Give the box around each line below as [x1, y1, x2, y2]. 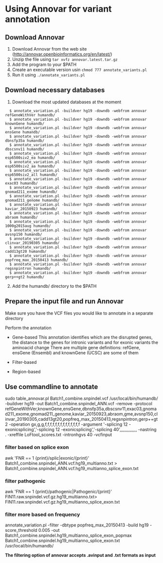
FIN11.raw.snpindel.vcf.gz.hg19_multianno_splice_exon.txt [5, 499, 120, 505]
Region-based [12, 369, 41, 375]
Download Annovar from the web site [12, 46, 87, 52]
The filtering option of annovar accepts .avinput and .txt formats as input [5, 552, 156, 558]
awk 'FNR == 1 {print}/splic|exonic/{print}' [5, 455, 90, 461]
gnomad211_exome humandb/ [5, 189, 57, 194]
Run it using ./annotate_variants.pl [12, 72, 85, 77]
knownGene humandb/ [5, 121, 45, 126]
